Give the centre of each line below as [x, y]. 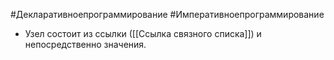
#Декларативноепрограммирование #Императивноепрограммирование [167, 14]
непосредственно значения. [85, 44]
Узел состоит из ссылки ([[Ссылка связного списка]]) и [143, 33]
